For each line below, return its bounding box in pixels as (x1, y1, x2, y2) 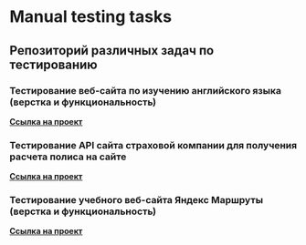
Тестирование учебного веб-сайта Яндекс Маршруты (9, 194, 263, 207)
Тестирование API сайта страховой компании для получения (9, 138, 298, 151)
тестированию (9, 56, 98, 72)
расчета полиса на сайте (9, 150, 127, 163)
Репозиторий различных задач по (9, 43, 215, 58)
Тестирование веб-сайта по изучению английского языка (9, 84, 281, 97)
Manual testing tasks (9, 6, 172, 27)
